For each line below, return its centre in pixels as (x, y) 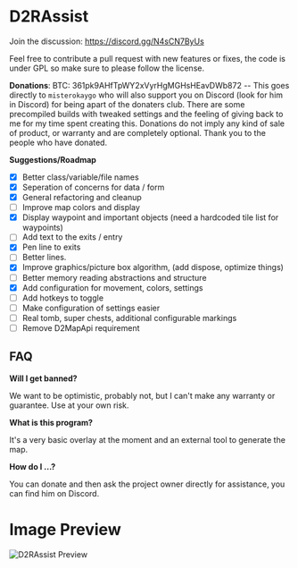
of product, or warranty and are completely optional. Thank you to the (137, 132)
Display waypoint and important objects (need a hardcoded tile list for (150, 217)
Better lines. (44, 258)
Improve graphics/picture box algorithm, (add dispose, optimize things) (153, 267)
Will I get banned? (43, 378)
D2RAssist (49, 17)
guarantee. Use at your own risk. (69, 405)
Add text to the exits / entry (72, 237)
